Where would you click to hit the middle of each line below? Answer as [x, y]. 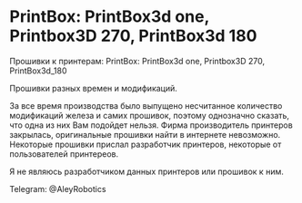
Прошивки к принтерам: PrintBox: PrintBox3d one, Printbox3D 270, [137, 61]
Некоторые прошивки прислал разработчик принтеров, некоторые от [146, 144]
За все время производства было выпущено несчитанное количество [146, 105]
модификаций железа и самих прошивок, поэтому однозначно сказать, [149, 115]
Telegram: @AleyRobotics [58, 188]
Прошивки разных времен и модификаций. [93, 88]
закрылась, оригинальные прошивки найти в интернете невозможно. [145, 134]
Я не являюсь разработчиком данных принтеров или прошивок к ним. [146, 171]
